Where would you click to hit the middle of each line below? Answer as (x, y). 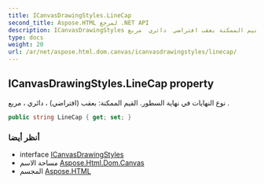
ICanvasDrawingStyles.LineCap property (111, 84)
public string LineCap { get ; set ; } (70, 117)
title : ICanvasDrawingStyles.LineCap (70, 15)
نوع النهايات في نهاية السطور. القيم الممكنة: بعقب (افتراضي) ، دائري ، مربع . (119, 102)
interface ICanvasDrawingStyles (71, 154)
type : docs (26, 37)
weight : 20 (26, 45)
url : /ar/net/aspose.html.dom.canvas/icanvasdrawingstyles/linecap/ (123, 52)
